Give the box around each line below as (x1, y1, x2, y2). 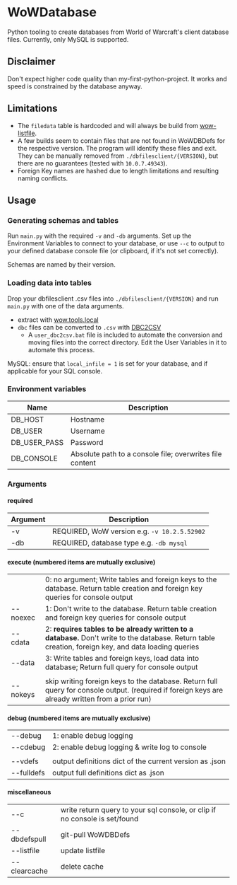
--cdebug (11, 742, 46, 752)
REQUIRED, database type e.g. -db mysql (52, 538, 188, 548)
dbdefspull (11, 834, 47, 844)
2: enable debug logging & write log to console (52, 742, 207, 752)
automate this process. (28, 345, 95, 354)
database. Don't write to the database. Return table (44, 633, 215, 643)
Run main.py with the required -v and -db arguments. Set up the (7, 231, 192, 241)
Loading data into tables (7, 278, 92, 288)
